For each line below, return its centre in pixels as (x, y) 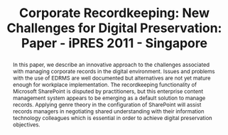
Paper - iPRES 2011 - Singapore (114, 43)
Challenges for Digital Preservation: (114, 28)
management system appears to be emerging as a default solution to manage (109, 98)
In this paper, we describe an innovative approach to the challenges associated (111, 64)
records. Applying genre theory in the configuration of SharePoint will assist (107, 104)
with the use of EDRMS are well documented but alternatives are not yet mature (112, 78)
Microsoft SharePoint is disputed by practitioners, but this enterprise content (108, 91)
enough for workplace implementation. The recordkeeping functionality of (105, 84)
